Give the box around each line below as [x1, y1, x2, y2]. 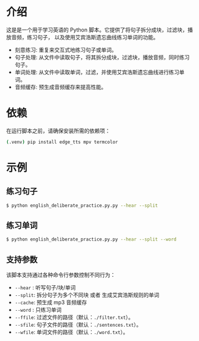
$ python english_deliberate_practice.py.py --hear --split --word [6, 236, 177, 242]
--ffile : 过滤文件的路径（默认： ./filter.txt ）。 [14, 314, 134, 321]
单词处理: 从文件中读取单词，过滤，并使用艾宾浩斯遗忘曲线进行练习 [14, 68, 179, 75]
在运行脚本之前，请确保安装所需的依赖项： [6, 127, 110, 134]
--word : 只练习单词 [14, 307, 62, 314]
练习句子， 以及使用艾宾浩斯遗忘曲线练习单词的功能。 [26, 33, 159, 40]
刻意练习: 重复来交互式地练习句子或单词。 [14, 46, 117, 53]
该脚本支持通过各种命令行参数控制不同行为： [6, 271, 116, 279]
